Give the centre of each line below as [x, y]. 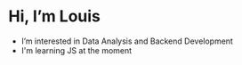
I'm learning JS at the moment [77, 50]
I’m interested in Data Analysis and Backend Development [127, 41]
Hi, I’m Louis [55, 16]
